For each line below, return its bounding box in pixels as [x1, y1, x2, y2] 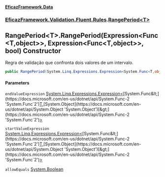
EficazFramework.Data [5, 4, 53, 10]
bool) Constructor [5, 47, 61, 55]
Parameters [5, 80, 29, 86]
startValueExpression [5, 126, 50, 131]
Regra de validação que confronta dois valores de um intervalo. [5, 59, 134, 66]
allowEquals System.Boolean [5, 166, 64, 172]
